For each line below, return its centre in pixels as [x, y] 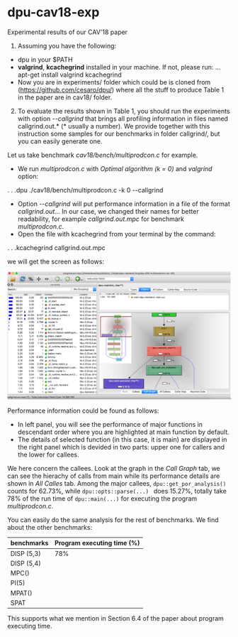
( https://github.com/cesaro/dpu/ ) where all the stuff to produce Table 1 [121, 89]
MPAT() [21, 593]
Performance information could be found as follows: [83, 410]
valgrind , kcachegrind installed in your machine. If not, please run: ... [119, 67]
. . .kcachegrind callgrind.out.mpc [57, 247]
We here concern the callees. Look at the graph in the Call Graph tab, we [114, 468]
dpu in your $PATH [45, 59]
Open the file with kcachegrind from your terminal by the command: [117, 234]
